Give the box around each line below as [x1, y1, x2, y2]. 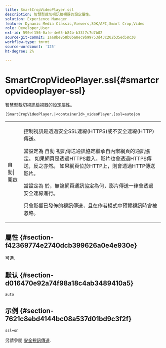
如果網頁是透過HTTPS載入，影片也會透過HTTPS [35, 155, 147, 162]
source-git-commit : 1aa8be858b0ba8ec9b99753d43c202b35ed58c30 [5, 35, 136, 40]
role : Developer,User [5, 26, 50, 31]
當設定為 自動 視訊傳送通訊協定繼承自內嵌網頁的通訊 [23, 148, 145, 155]
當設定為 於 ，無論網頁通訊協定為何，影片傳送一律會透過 [23, 182, 154, 189]
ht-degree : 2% [5, 49, 35, 54]
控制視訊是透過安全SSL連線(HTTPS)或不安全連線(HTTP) [23, 128, 155, 135]
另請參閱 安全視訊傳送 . [5, 337, 51, 343]
